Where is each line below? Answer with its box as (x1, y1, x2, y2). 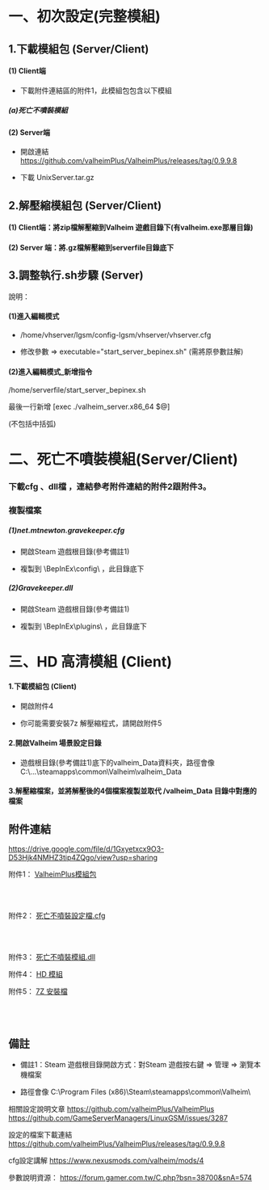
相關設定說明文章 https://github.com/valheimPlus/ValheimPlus (8, 1104, 215, 1113)
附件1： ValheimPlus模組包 (8, 869, 97, 879)
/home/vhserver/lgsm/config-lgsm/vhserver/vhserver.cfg (19, 330, 212, 339)
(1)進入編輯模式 (8, 312, 60, 322)
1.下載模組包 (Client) (8, 681, 77, 691)
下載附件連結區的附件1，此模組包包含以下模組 (19, 86, 172, 95)
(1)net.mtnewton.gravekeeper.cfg (8, 525, 125, 535)
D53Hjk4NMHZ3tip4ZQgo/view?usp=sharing (8, 853, 158, 863)
